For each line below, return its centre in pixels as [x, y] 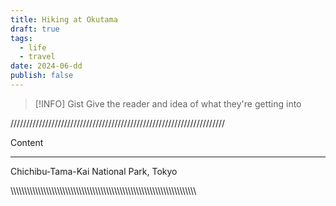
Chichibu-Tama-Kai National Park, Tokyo [94, 171]
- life [33, 47]
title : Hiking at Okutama [64, 19]
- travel [37, 57]
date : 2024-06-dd [46, 66]
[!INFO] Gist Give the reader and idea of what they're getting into [168, 103]
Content [27, 142]
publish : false [42, 76]
